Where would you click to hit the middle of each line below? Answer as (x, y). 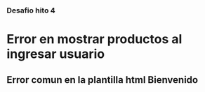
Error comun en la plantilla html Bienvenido (102, 80)
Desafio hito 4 (31, 10)
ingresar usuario (56, 54)
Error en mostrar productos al (94, 39)
